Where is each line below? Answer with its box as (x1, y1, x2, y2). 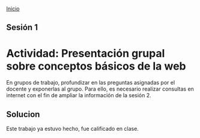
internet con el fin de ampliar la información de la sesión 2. (6, 92, 151, 99)
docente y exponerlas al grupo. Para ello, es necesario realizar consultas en (6, 85, 194, 92)
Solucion (6, 109, 40, 119)
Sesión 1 (6, 22, 38, 32)
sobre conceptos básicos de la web (6, 59, 186, 73)
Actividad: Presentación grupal (6, 46, 165, 60)
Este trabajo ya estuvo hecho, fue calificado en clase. (6, 125, 139, 133)
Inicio (6, 5, 20, 12)
